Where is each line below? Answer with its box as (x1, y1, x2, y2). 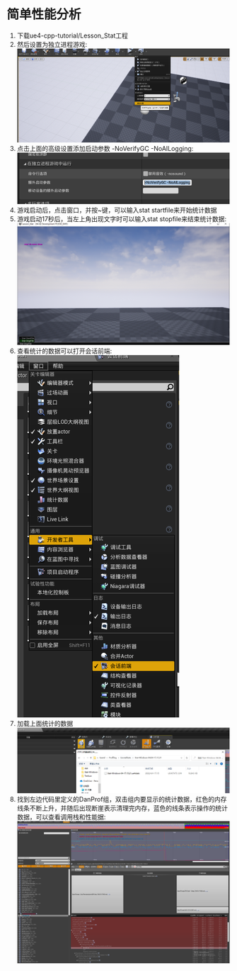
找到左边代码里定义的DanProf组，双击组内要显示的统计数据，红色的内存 (16, 795, 227, 803)
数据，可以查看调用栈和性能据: (16, 813, 106, 821)
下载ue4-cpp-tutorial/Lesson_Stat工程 (16, 31, 129, 40)
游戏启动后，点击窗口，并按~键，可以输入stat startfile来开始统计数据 (16, 206, 217, 215)
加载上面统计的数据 (16, 719, 74, 728)
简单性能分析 (6, 6, 82, 23)
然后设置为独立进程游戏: (16, 40, 88, 48)
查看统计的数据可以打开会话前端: (16, 347, 112, 355)
